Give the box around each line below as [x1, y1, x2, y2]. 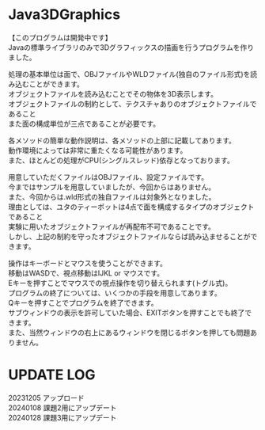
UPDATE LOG [8, 366, 97, 384]
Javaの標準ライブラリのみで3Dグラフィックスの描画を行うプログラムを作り [8, 42, 255, 52]
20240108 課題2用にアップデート [8, 402, 117, 413]
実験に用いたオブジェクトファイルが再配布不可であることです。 [8, 222, 216, 231]
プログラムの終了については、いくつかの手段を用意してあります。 [8, 287, 221, 298]
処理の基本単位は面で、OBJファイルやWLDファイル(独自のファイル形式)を [8, 69, 251, 78]
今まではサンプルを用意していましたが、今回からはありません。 [8, 182, 216, 192]
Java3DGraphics [8, 6, 121, 24]
